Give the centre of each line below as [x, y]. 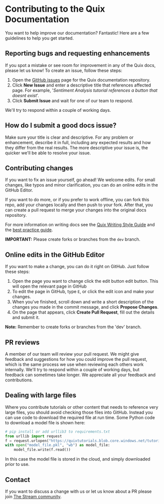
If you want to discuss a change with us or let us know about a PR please [79, 491]
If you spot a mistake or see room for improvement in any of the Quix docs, [80, 65]
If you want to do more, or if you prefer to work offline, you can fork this [77, 200]
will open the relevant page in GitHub [49, 286]
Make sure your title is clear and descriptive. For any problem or [69, 137]
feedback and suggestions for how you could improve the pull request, [76, 359]
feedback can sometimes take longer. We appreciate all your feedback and [80, 375]
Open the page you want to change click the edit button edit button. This [85, 281]
